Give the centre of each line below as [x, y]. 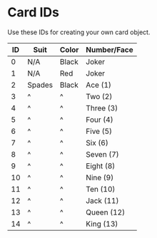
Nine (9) [100, 177]
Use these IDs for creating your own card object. [79, 32]
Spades [40, 85]
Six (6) [97, 143]
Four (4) [99, 120]
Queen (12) [105, 212]
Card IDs [33, 12]
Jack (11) [102, 200]
